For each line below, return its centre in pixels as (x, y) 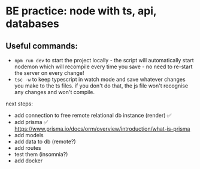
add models (29, 135)
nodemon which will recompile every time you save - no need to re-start (103, 67)
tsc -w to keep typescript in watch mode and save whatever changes (100, 79)
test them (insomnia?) (41, 154)
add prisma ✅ (31, 122)
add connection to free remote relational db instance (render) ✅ (93, 115)
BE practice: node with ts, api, (81, 11)
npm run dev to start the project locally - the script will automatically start (104, 60)
